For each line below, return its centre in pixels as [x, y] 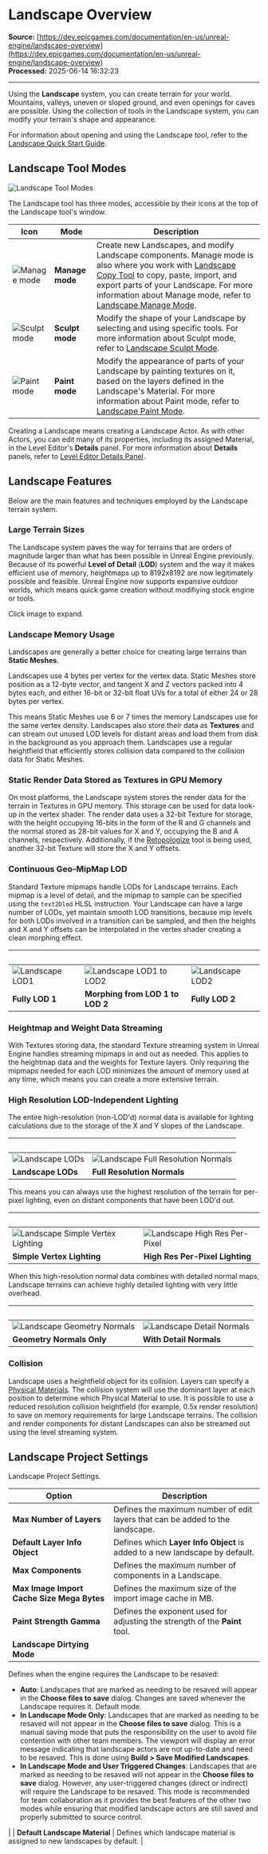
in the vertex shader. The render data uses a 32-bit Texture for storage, [136, 814]
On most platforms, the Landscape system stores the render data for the [127, 797]
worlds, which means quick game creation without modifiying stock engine [132, 589]
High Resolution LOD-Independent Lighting [93, 1100]
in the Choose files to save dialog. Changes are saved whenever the [132, 1698]
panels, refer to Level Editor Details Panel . [77, 456]
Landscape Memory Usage [61, 634]
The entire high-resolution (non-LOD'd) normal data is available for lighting [131, 1117]
